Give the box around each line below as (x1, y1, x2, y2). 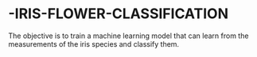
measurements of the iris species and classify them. (8, 39, 180, 48)
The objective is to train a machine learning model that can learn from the (8, 31, 249, 40)
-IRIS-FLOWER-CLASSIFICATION (8, 5, 229, 23)
